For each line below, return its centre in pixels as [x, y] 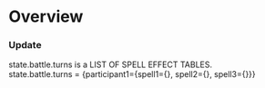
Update [25, 45]
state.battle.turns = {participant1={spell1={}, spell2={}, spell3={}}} [132, 74]
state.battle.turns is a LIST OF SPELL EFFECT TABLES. [111, 64]
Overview [46, 17]
